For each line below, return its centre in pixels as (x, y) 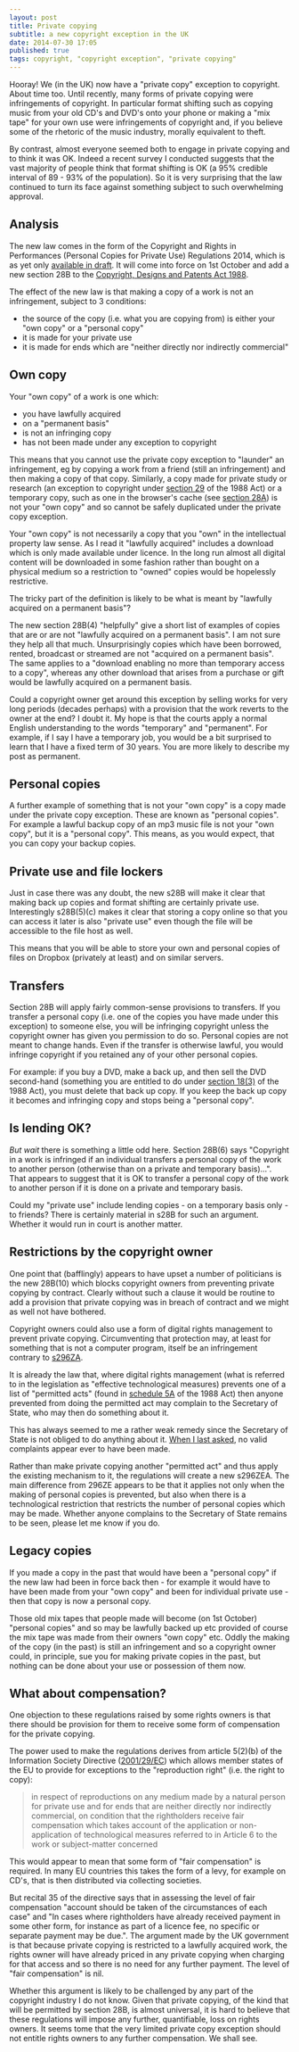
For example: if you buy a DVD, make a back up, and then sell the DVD (138, 1072)
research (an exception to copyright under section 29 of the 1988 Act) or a (145, 488)
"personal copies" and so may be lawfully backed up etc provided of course (149, 1627)
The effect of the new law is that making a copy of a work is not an (131, 292)
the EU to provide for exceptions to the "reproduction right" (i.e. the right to (147, 1770)
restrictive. (29, 581)
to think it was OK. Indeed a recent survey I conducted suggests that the (142, 158)
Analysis (34, 224)
